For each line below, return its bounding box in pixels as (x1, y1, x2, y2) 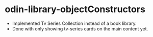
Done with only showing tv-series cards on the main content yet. (12, 25, 148, 31)
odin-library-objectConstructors (5, 4, 146, 15)
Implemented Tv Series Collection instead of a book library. (12, 20, 137, 26)
